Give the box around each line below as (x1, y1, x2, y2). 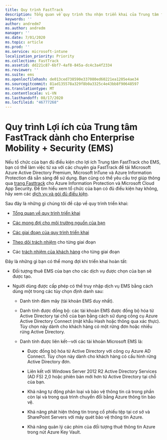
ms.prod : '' (5, 44, 30, 49)
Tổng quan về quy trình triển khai (12, 210, 81, 216)
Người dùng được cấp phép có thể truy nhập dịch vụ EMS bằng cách (12, 283, 153, 289)
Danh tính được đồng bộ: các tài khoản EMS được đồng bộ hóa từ (19, 307, 154, 314)
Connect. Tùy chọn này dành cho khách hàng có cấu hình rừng (27, 353, 157, 359)
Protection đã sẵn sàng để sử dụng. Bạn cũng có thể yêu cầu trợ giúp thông (5, 175, 161, 181)
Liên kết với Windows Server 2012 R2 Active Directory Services (27, 368, 157, 374)
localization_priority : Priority (5, 53, 75, 59)
